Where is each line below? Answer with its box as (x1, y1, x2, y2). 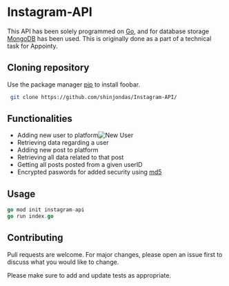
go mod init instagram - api (7, 206, 85, 213)
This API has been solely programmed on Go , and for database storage (7, 27, 209, 35)
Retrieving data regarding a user (17, 138, 109, 147)
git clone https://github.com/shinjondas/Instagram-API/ (10, 93, 177, 100)
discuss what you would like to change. (7, 258, 119, 266)
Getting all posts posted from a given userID (17, 161, 143, 169)
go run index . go (7, 213, 54, 220)
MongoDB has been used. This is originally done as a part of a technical (7, 34, 212, 42)
